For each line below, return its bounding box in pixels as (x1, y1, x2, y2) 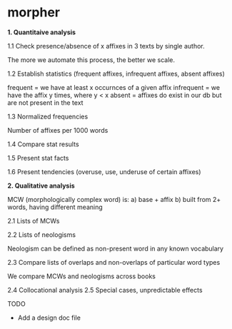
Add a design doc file (17, 313, 81, 322)
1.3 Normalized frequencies (7, 112, 89, 121)
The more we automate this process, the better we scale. (7, 55, 176, 64)
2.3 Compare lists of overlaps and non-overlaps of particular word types (7, 258, 221, 266)
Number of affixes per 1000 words (7, 126, 109, 134)
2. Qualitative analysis (7, 181, 75, 190)
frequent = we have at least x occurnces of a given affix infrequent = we (7, 83, 220, 91)
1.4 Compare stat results (7, 140, 80, 148)
